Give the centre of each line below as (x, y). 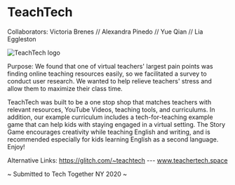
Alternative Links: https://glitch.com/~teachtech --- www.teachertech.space (117, 160)
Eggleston (22, 39)
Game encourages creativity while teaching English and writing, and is (109, 132)
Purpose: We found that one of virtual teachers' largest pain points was (110, 66)
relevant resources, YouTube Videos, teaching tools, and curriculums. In (111, 109)
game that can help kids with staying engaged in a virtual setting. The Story (116, 124)
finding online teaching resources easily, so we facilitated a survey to (107, 74)
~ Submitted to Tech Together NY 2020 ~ (67, 174)
